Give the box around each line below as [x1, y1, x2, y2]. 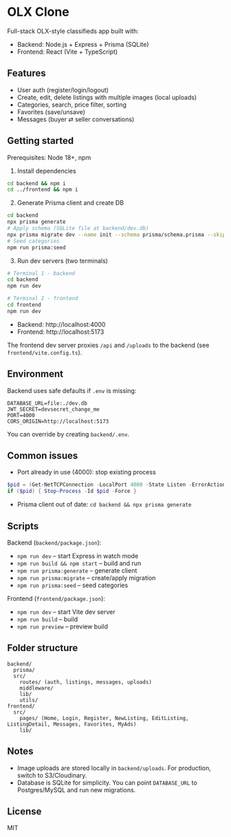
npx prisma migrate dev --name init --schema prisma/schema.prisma [7, 231, 205, 238]
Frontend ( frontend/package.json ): [7, 595, 105, 602]
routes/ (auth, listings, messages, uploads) [19, 679, 153, 686]
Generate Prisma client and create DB [16, 199, 124, 207]
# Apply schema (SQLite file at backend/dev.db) [7, 225, 149, 232]
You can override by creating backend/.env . [7, 430, 130, 438]
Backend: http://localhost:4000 [16, 320, 106, 328]
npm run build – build [16, 615, 78, 623]
